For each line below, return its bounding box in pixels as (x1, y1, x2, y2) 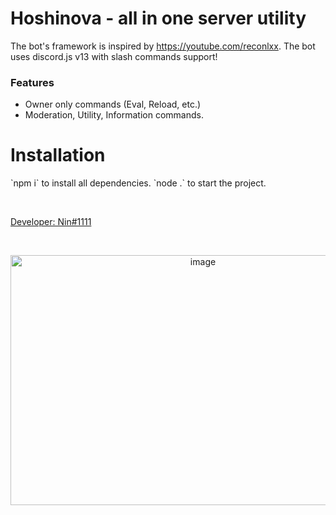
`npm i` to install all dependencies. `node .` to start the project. (10, 177, 267, 189)
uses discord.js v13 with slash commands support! (10, 50, 218, 62)
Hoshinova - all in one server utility (10, 7, 307, 30)
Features (10, 75, 55, 89)
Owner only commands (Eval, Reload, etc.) (24, 98, 202, 111)
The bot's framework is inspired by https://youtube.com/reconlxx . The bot (10, 40, 316, 52)
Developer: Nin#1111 (10, 216, 92, 228)
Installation (10, 144, 106, 167)
